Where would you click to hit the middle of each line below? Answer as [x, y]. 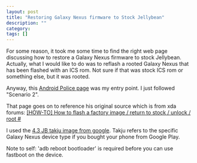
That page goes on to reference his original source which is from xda [91, 106]
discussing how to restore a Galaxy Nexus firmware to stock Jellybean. [94, 58]
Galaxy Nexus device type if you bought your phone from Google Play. [93, 137]
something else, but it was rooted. [48, 77]
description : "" [26, 23]
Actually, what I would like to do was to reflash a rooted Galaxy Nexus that [98, 64]
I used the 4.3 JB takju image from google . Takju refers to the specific [92, 131]
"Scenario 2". [22, 95]
